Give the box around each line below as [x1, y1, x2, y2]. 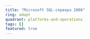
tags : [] [5, 21, 24, 27]
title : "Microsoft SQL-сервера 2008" [5, 7, 85, 13]
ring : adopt [5, 12, 31, 17]
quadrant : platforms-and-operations [5, 17, 83, 22]
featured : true [5, 26, 38, 31]
